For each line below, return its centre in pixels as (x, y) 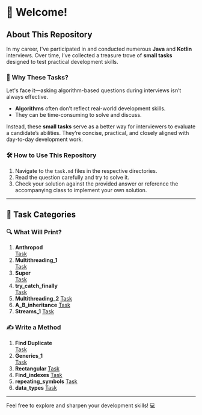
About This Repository (49, 35)
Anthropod (29, 248)
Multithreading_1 (36, 260)
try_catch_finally (36, 286)
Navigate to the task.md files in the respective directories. (86, 170)
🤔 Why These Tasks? (38, 77)
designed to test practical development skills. (62, 62)
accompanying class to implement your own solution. (81, 190)
